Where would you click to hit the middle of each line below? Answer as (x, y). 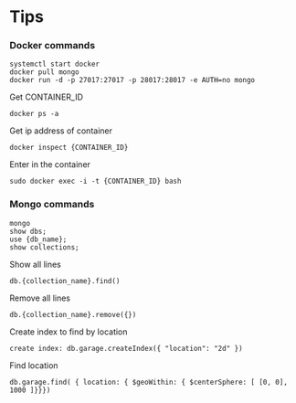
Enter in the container (50, 164)
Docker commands (53, 46)
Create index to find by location (69, 332)
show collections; (44, 247)
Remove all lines (40, 298)
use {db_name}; (38, 239)
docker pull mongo (44, 72)
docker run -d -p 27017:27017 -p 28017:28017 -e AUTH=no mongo (132, 80)
